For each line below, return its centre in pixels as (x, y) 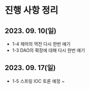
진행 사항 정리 (32, 10)
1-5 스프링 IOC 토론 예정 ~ (38, 81)
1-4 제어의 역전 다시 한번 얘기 (41, 44)
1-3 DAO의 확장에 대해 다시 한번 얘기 (49, 50)
